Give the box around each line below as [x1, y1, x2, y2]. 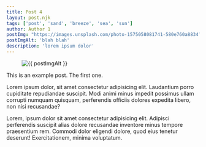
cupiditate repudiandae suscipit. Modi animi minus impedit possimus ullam [6, 90, 194, 97]
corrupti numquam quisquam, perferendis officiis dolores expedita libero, [6, 96, 191, 104]
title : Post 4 [6, 9, 43, 15]
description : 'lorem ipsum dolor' [6, 43, 95, 49]
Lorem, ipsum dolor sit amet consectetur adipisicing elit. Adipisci [6, 114, 170, 122]
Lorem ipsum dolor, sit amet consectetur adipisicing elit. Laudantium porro [6, 83, 194, 90]
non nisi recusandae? [6, 102, 61, 110]
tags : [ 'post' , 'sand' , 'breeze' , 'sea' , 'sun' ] [6, 20, 133, 26]
